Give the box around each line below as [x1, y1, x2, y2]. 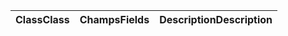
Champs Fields [79, 13, 150, 26]
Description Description [159, 13, 273, 26]
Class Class [15, 13, 70, 26]
